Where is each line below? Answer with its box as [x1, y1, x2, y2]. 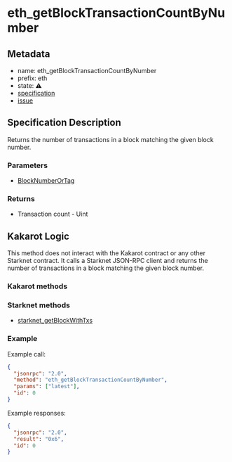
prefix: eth [17, 74, 48, 82]
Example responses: [7, 409, 67, 417]
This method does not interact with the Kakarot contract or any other [7, 249, 206, 257]
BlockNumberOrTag [17, 177, 75, 185]
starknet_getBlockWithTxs [17, 316, 93, 325]
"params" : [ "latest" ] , [13, 383, 80, 390]
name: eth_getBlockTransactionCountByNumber [17, 67, 157, 75]
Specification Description [7, 117, 121, 129]
